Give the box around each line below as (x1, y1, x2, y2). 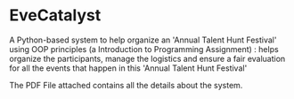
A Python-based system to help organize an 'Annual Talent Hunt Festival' (9, 34, 277, 45)
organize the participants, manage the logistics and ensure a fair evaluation (9, 53, 286, 64)
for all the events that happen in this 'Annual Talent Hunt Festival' (9, 63, 248, 73)
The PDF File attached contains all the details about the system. (9, 80, 243, 90)
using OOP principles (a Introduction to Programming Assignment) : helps (9, 43, 279, 54)
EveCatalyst (9, 5, 102, 26)
